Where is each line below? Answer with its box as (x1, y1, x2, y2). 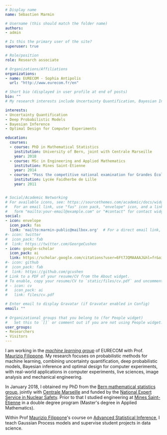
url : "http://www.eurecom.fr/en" (9, 80, 79, 85)
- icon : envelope (5, 218, 41, 223)
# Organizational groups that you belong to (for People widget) (5, 315, 143, 320)
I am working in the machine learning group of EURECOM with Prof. (5, 348, 144, 353)
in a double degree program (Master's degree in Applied (21, 400, 137, 406)
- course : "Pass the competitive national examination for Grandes (9, 173, 153, 178)
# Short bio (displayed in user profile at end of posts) (5, 89, 128, 95)
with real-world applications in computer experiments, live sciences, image (5, 369, 159, 375)
